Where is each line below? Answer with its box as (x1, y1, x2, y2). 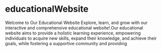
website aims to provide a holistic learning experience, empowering (5, 30, 141, 36)
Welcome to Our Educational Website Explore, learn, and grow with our (5, 20, 148, 25)
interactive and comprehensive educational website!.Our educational (5, 25, 143, 30)
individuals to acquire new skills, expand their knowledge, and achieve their (5, 35, 157, 41)
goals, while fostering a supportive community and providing (5, 40, 127, 46)
